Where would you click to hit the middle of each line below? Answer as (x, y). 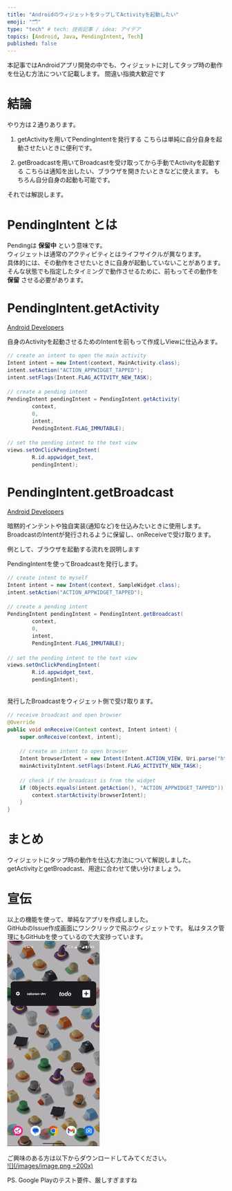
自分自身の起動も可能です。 (75, 180)
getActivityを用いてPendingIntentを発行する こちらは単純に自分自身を (116, 139)
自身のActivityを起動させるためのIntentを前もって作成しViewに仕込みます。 (114, 341)
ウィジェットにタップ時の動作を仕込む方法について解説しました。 (101, 860)
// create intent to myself (48, 578)
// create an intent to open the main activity (77, 356)
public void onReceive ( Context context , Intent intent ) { (92, 729)
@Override (21, 722)
